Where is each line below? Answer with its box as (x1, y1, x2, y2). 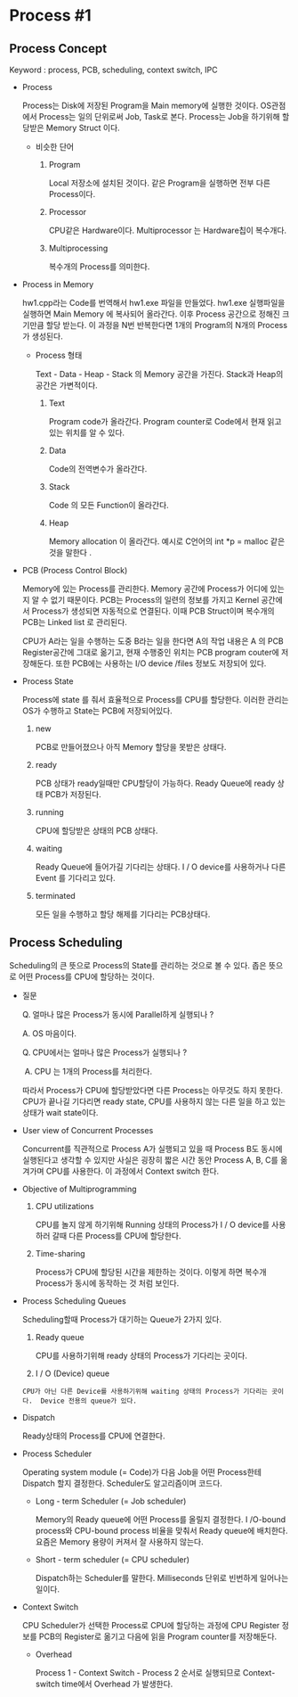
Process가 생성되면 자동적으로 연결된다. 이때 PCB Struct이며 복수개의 (31, 605, 275, 616)
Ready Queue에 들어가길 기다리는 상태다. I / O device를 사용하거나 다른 (35, 861, 286, 872)
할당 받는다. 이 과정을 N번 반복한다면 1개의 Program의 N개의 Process (45, 320, 287, 330)
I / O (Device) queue (35, 1368, 109, 1379)
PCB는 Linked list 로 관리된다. (21, 617, 127, 627)
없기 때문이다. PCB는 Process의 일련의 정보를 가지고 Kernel (50, 595, 260, 605)
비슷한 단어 (35, 142, 74, 152)
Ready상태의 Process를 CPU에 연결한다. (21, 1430, 165, 1441)
